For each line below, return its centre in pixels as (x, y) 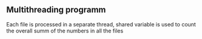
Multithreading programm (56, 10)
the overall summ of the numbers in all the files (65, 31)
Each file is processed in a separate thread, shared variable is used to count (101, 24)
